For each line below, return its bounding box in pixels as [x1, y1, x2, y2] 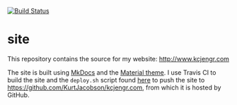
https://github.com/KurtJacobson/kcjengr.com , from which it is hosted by [7, 83, 221, 92]
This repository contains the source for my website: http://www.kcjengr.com [7, 54, 230, 63]
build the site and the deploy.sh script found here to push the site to [7, 75, 205, 84]
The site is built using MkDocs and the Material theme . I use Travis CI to [7, 68, 216, 77]
